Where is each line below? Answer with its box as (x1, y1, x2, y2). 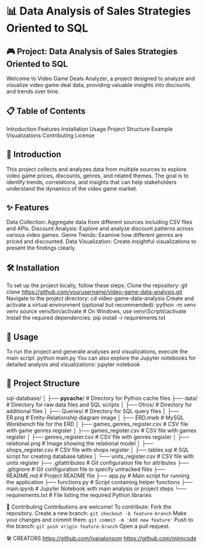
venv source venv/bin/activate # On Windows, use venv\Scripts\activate (6, 307, 186, 315)
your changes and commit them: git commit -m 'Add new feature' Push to (6, 516, 194, 523)
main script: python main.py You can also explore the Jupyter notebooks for (6, 354, 196, 361)
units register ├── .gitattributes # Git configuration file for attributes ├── (6, 459, 189, 466)
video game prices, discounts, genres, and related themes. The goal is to (6, 172, 189, 179)
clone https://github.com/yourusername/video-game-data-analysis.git (6, 289, 183, 296)
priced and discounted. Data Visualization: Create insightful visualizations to (6, 238, 197, 245)
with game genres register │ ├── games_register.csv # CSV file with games (6, 426, 197, 434)
